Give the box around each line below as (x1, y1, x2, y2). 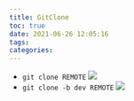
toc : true (9, 21, 46, 30)
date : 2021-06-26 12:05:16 (9, 29, 109, 38)
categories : (9, 46, 53, 55)
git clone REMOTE (21, 73, 87, 82)
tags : (9, 37, 29, 47)
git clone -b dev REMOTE (21, 83, 114, 93)
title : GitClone (9, 12, 69, 22)
